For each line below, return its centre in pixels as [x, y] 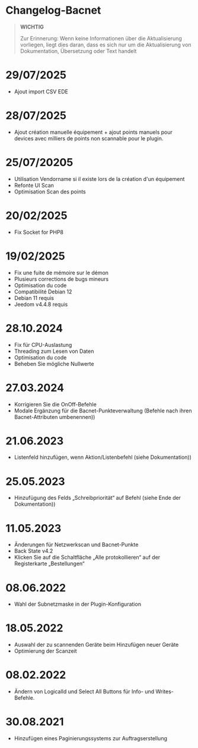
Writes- [165, 691]
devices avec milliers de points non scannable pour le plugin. [89, 138]
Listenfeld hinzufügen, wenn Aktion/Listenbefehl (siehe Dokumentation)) [103, 457]
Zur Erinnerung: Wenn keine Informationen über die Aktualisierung [101, 38]
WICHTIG [32, 27]
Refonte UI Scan [34, 185]
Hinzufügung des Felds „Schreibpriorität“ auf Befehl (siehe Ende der [98, 498]
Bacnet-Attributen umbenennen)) [55, 417]
